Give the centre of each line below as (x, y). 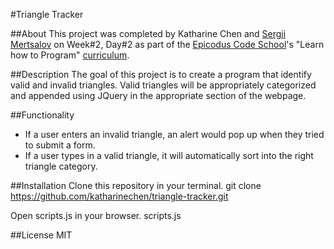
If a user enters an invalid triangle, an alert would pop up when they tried (174, 134)
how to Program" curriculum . (70, 55)
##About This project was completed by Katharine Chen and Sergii (148, 33)
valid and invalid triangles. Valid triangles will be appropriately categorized (163, 85)
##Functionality (42, 115)
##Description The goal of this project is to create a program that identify (161, 74)
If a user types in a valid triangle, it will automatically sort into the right (169, 155)
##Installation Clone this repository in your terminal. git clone (136, 185)
